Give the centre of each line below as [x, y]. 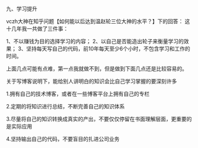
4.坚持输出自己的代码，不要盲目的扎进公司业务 [63, 139]
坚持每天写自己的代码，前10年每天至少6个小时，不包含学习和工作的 [108, 49]
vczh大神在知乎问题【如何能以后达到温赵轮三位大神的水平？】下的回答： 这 [98, 21]
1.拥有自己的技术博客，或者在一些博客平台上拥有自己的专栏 [78, 94]
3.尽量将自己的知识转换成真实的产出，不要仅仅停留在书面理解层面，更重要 [97, 119]
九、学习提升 [22, 9]
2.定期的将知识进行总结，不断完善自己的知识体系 [66, 106]
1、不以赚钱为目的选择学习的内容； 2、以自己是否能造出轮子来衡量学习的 [95, 41]
